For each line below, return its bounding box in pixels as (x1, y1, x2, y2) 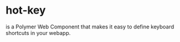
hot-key (5, 4, 46, 17)
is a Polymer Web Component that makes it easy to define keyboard (5, 23, 175, 30)
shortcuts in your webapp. (5, 29, 71, 36)
